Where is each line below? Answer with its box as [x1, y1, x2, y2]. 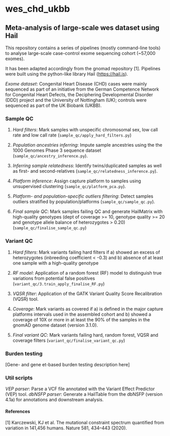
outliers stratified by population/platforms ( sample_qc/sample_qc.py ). [12, 199, 155, 205]
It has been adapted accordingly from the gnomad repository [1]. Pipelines [5, 66, 161, 71]
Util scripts [5, 374, 33, 381]
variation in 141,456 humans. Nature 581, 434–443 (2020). [5, 425, 127, 431]
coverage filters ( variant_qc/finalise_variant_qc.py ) [12, 337, 125, 343]
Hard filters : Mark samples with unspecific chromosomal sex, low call [12, 127, 158, 133]
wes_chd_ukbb [5, 3, 70, 15]
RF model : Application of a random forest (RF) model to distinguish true [12, 269, 162, 276]
